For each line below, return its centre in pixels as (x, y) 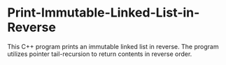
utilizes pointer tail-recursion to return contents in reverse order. (100, 54)
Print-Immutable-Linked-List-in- (104, 13)
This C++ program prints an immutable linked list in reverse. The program (113, 46)
